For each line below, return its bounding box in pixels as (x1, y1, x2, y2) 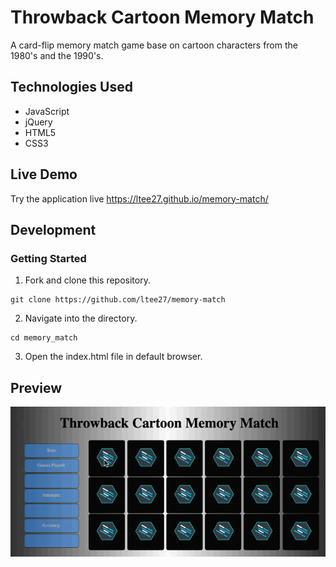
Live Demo (10, 166, 78, 183)
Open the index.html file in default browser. (24, 351, 203, 363)
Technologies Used (10, 79, 133, 96)
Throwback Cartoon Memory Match (10, 6, 315, 29)
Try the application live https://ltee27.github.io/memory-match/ (10, 192, 269, 205)
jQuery (24, 116, 53, 128)
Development (10, 221, 97, 238)
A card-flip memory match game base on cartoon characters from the (10, 39, 298, 51)
